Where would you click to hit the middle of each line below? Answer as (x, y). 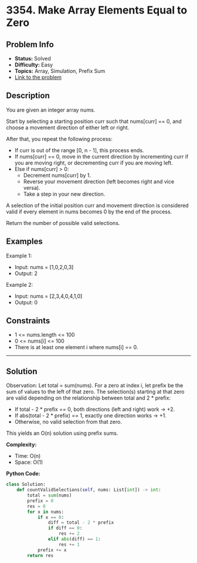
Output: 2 (26, 273)
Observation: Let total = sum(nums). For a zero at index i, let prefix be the (95, 386)
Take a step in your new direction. (64, 194)
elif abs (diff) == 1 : (74, 539)
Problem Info (30, 44)
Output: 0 (26, 302)
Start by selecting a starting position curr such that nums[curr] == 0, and (94, 121)
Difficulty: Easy (34, 65)
